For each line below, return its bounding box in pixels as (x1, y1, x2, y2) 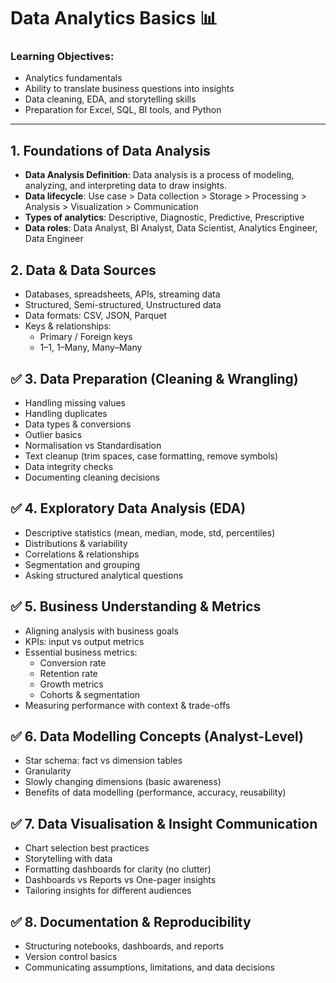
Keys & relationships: (24, 320, 112, 332)
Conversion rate (39, 656, 107, 669)
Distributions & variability (24, 537, 128, 549)
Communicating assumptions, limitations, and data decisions (24, 961, 275, 973)
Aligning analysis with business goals (24, 625, 179, 637)
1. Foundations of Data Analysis (10, 142, 211, 159)
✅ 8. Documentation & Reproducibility (10, 913, 252, 930)
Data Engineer (24, 233, 84, 245)
